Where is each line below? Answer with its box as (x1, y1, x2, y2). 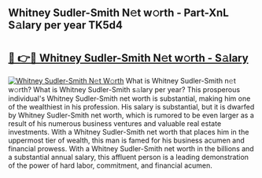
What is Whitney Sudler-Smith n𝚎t (125, 76, 236, 85)
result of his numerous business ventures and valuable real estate (8, 119, 222, 128)
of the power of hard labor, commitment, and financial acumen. (8, 161, 212, 170)
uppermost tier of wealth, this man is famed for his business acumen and (8, 135, 245, 145)
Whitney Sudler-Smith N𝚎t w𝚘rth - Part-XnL (8, 6, 230, 20)
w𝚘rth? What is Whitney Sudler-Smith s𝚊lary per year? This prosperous (8, 85, 241, 94)
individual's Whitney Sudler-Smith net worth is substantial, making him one (8, 94, 251, 103)
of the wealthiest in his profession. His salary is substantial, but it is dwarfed (8, 102, 255, 111)
